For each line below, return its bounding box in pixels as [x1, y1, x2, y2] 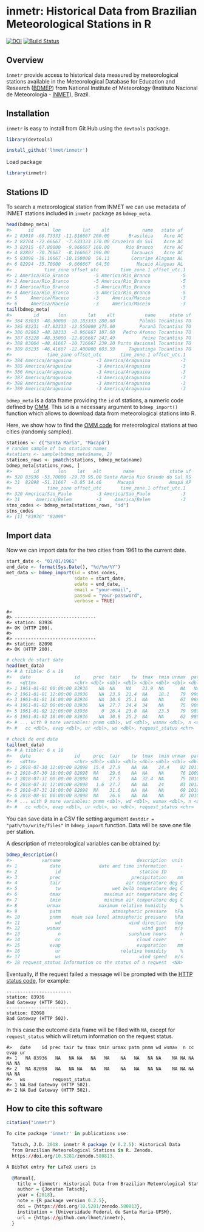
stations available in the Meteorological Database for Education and [6, 77, 175, 85]
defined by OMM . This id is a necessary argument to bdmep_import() [6, 404, 178, 411]
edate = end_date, [73, 581, 121, 587]
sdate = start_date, [73, 575, 126, 582]
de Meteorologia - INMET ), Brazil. [6, 90, 90, 98]
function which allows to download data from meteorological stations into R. [6, 410, 196, 417]
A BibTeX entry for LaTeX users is [6, 1164, 97, 1170]
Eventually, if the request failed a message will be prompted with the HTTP [6, 970, 193, 978]
